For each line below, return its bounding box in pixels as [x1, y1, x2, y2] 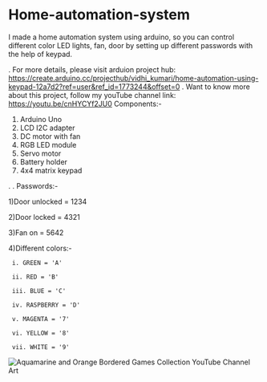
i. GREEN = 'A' [11, 258, 63, 266]
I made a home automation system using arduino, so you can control [8, 32, 235, 42]
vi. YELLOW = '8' [11, 329, 70, 337]
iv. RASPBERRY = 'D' [11, 301, 81, 309]
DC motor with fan [19, 131, 81, 141]
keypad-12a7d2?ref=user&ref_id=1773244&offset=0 [8, 82, 180, 91]
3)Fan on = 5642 [8, 227, 64, 238]
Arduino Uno [19, 114, 63, 124]
